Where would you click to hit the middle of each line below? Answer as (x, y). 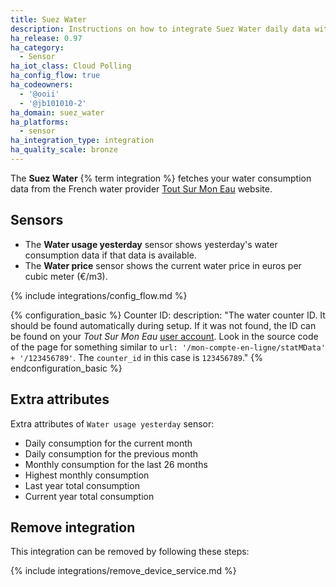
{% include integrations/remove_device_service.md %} (123, 571)
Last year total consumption (82, 485)
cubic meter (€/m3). (66, 276)
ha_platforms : (40, 122)
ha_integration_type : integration (82, 141)
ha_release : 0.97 (46, 38)
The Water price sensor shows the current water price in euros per (163, 265)
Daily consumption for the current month (108, 443)
